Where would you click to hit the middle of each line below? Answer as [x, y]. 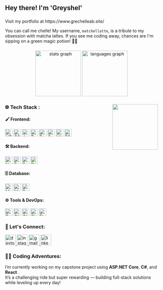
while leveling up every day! [33, 282]
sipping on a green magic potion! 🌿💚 [41, 41]
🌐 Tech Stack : [23, 108]
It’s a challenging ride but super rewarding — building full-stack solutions [78, 277]
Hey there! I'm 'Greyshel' [44, 8]
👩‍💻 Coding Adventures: [33, 256]
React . [12, 272]
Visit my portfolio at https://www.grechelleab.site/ [55, 21]
